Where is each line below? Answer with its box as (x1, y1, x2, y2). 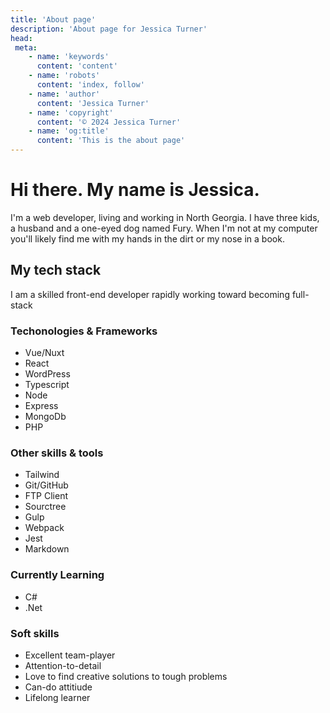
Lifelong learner (24, 691, 91, 703)
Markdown (24, 543, 70, 555)
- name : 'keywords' (28, 52, 110, 62)
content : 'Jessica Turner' (36, 98, 150, 108)
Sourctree (24, 501, 67, 513)
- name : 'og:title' (28, 126, 110, 136)
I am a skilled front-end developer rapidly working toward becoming (10, 288, 290, 300)
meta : (14, 42, 38, 53)
